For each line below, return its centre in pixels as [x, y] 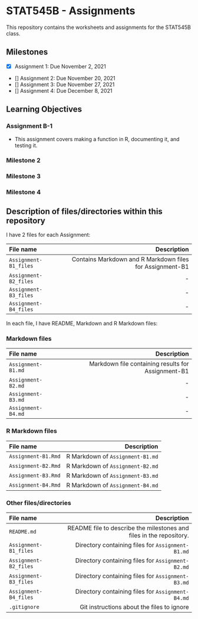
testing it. [26, 145]
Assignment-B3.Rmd [35, 475]
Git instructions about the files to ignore [134, 607]
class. [13, 33]
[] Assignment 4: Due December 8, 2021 [63, 90]
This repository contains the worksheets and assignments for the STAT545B [99, 27]
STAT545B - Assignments [71, 11]
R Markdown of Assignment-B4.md [112, 485]
